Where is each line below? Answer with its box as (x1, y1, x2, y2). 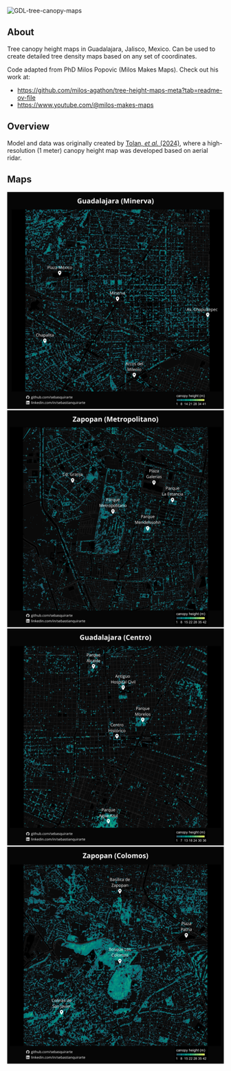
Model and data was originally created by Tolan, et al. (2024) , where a (7, 138, 206, 147)
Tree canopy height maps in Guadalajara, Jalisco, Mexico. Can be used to (7, 45, 216, 53)
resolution (7, 146, 36, 154)
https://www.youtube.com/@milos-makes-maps (16, 101, 154, 109)
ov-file (16, 93, 36, 101)
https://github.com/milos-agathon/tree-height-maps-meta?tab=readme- (16, 86, 223, 94)
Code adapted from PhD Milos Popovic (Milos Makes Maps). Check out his (7, 65, 219, 74)
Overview (7, 121, 50, 132)
